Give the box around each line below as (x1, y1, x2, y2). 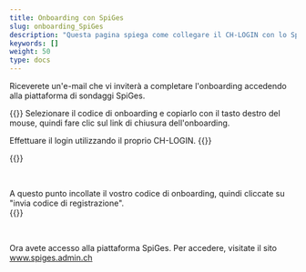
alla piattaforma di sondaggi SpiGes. (9, 90, 146, 101)
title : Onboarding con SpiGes (9, 13, 125, 23)
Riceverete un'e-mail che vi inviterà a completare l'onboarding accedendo (9, 81, 287, 91)
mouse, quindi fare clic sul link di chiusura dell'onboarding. (9, 117, 230, 128)
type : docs (9, 55, 51, 65)
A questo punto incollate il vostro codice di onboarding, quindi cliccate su (9, 188, 285, 198)
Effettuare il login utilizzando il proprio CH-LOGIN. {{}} (9, 136, 212, 146)
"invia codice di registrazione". (9, 197, 125, 208)
